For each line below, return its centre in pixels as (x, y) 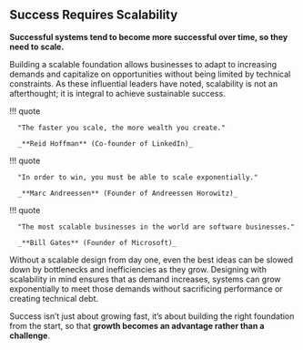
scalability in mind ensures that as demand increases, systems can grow (145, 279)
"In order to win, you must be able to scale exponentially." (138, 177)
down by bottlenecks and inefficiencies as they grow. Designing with (138, 269)
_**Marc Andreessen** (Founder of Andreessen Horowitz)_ (128, 193)
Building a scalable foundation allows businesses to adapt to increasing (143, 64)
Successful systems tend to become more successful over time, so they (149, 36)
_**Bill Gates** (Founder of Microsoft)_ (97, 242)
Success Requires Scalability (94, 15)
